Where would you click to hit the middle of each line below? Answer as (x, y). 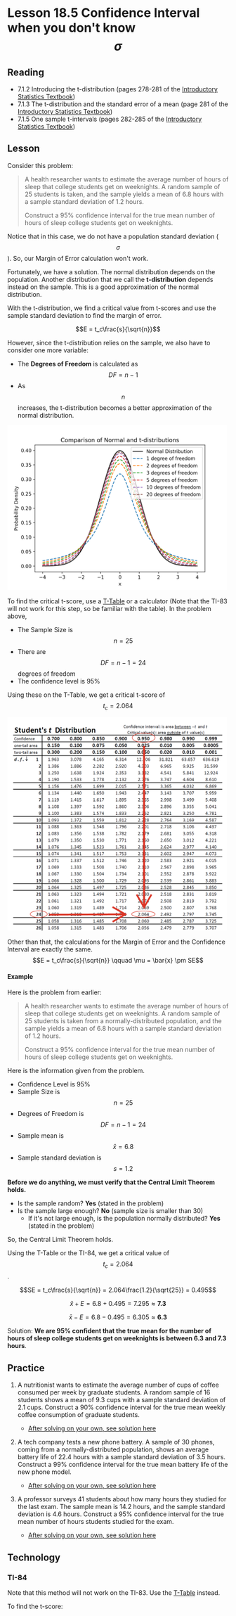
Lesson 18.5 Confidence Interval (104, 13)
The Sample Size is (45, 629)
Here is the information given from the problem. (76, 1070)
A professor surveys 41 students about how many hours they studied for (122, 1499)
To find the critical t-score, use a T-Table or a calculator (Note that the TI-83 (118, 601)
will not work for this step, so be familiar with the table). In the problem (110, 608)
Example (20, 977)
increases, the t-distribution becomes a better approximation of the (114, 408)
